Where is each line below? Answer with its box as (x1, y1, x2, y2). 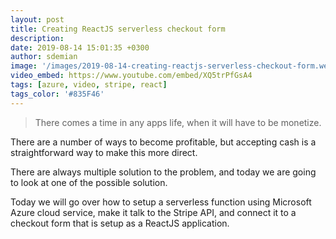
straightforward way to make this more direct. (10, 146, 198, 158)
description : (10, 33, 65, 43)
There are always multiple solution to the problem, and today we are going (10, 166, 317, 178)
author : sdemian (10, 52, 78, 62)
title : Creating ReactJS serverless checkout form (10, 24, 226, 34)
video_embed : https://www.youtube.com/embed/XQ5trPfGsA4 (10, 71, 253, 81)
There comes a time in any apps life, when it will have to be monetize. (34, 116, 322, 128)
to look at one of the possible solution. (10, 176, 168, 188)
